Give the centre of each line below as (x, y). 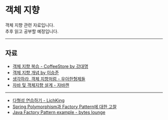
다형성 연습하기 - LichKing (38, 100)
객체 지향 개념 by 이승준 (35, 72)
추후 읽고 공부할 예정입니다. (32, 31)
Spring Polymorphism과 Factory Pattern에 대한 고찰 (64, 106)
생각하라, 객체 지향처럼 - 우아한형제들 (49, 78)
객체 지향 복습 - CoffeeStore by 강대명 (50, 66)
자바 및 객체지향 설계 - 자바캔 (41, 85)
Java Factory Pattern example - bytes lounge (59, 112)
